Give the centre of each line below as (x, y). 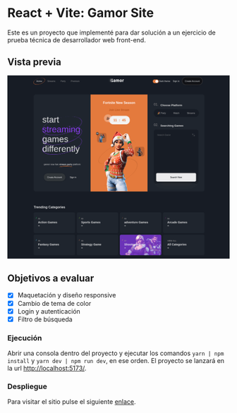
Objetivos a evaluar (51, 279)
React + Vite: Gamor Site (80, 13)
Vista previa (34, 62)
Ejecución (25, 338)
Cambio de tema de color (54, 303)
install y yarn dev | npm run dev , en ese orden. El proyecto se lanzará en (116, 360)
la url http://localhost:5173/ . (47, 368)
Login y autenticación (49, 311)
